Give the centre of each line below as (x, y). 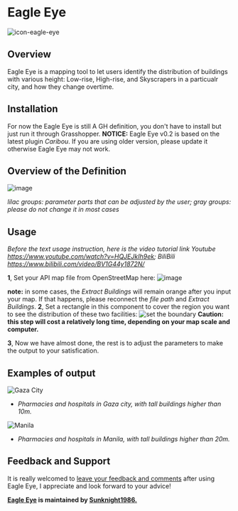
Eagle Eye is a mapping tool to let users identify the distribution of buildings (118, 71)
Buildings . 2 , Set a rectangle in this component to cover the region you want (118, 307)
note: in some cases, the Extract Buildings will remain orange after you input (119, 291)
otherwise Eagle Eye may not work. (59, 149)
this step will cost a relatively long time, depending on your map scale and (119, 322)
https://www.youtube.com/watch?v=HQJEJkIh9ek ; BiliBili (91, 257)
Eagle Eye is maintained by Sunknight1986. (72, 500)
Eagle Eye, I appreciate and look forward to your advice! (90, 486)
